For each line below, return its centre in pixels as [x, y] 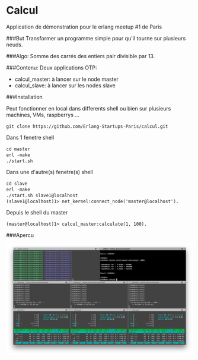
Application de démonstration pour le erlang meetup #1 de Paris [84, 27]
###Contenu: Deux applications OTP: [52, 67]
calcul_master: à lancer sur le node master [66, 79]
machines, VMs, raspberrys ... [43, 115]
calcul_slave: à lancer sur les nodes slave [65, 85]
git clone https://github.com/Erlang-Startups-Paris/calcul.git [87, 126]
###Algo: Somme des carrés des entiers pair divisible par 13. [81, 56]
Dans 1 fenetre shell [30, 137]
